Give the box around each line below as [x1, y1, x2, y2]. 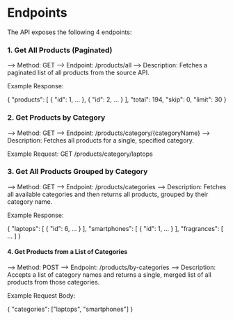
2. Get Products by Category [7, 113, 106, 122]
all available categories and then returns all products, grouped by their [7, 190, 209, 198]
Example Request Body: [7, 291, 76, 300]
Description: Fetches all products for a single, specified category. [7, 136, 195, 144]
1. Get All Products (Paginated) [7, 45, 113, 55]
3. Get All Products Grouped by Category [7, 167, 148, 177]
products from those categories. [7, 278, 100, 287]
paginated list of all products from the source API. [7, 68, 150, 77]
